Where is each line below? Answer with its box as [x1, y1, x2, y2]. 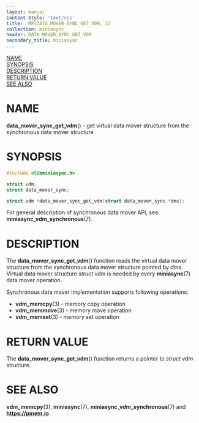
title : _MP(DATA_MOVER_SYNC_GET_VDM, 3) [6, 20, 111, 26]
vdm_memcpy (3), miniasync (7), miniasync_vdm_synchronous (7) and [6, 403, 186, 411]
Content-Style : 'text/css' [6, 15, 75, 21]
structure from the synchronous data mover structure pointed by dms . [6, 264, 183, 271]
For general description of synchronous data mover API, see [6, 209, 159, 216]
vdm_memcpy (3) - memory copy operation [15, 301, 126, 308]
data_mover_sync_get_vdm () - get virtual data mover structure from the [6, 122, 190, 129]
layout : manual [6, 9, 45, 15]
